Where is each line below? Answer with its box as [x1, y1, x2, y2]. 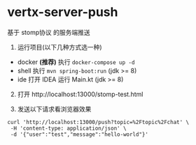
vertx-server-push [7, 4, 118, 20]
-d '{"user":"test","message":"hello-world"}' [10, 130, 149, 138]
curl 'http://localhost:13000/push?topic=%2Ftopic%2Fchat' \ [7, 119, 190, 125]
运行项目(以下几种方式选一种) [17, 43, 103, 51]
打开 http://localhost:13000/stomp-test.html [17, 90, 143, 98]
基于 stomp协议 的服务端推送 [7, 28, 90, 36]
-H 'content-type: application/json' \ [10, 125, 127, 132]
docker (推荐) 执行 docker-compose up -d [17, 57, 135, 66]
